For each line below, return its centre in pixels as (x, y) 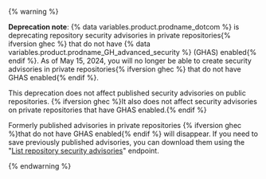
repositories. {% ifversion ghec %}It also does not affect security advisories (133, 101)
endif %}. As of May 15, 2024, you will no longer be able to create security (130, 60)
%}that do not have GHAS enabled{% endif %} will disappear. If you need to (133, 134)
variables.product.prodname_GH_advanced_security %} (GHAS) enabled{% (133, 52)
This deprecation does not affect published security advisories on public (127, 93)
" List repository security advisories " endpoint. (84, 151)
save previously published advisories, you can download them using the (127, 142)
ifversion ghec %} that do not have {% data (80, 44)
